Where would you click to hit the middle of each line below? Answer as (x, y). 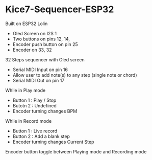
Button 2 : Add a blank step (41, 136)
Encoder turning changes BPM (45, 111)
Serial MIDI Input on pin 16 (40, 70)
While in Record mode (29, 121)
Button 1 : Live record (35, 131)
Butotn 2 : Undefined (35, 105)
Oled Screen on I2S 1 (35, 33)
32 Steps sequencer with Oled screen (45, 59)
